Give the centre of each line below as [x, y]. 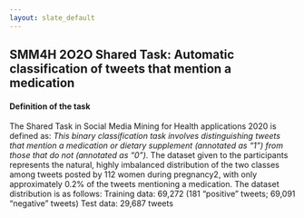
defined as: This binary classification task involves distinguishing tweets [145, 136]
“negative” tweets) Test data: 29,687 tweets [92, 203]
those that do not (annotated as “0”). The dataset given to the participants [149, 155]
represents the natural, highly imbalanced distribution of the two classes [144, 165]
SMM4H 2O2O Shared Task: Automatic [122, 55]
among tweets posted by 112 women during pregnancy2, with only [133, 174]
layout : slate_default [52, 18]
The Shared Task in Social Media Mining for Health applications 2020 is [143, 126]
